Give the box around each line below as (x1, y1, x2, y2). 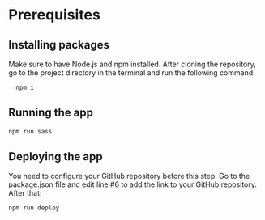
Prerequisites (8, 6, 101, 24)
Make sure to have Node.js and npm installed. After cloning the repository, (8, 59, 257, 69)
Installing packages (8, 38, 110, 52)
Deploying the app (8, 150, 103, 163)
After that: (8, 188, 42, 198)
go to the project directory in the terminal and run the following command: (8, 68, 255, 78)
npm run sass (8, 127, 53, 135)
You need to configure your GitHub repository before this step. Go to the (8, 171, 250, 181)
